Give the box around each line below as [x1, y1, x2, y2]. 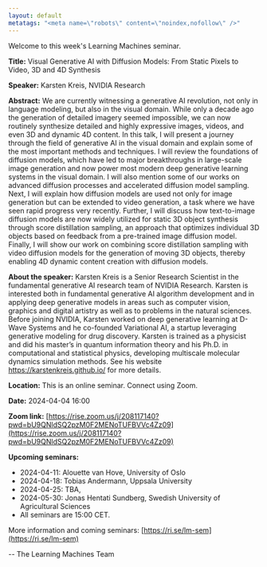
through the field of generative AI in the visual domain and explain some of [8, 138, 253, 147]
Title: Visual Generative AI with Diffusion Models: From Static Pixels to [8, 57, 239, 66]
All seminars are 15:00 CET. [19, 510, 110, 519]
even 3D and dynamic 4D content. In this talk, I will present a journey [8, 129, 234, 139]
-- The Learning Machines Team [8, 549, 115, 558]
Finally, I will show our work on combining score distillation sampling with [8, 240, 249, 249]
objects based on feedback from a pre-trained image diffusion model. [8, 231, 238, 240]
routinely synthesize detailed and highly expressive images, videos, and [8, 121, 245, 131]
